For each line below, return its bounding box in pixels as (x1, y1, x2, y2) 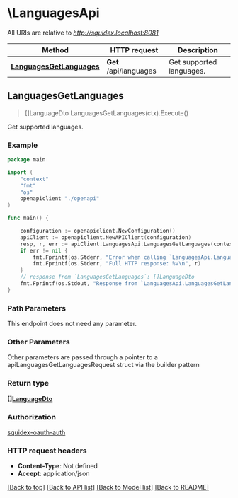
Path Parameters (7, 303, 66, 313)
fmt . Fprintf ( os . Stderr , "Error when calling (33, 253, 166, 261)
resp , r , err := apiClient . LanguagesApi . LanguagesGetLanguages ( (20, 241, 214, 248)
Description (178, 45, 218, 54)
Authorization (7, 412, 57, 422)
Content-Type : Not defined (17, 462, 98, 470)
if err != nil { (20, 247, 69, 254)
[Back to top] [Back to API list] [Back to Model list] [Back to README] (7, 483, 209, 492)
